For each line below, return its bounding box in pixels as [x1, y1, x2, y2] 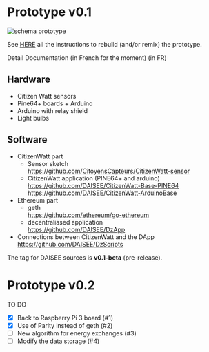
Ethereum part [17, 196, 59, 204]
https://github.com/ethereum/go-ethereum [27, 211, 150, 219]
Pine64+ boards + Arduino [17, 99, 93, 107]
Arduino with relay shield [17, 106, 88, 114]
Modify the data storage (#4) [17, 337, 100, 345]
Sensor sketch [27, 159, 69, 167]
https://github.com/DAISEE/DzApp [27, 225, 126, 234]
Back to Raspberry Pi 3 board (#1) [17, 313, 114, 322]
